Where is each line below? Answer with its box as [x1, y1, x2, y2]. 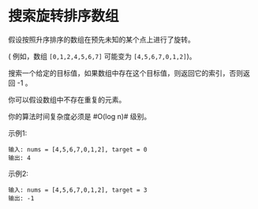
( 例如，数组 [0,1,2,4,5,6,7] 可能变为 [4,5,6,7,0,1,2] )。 [8, 51, 196, 61]
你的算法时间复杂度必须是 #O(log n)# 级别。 [8, 111, 151, 121]
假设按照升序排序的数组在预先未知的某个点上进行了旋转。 [8, 35, 195, 44]
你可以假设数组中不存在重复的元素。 [8, 95, 126, 104]
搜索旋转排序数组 [8, 7, 120, 25]
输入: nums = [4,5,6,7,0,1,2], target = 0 [8, 145, 148, 154]
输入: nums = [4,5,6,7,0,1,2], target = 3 [8, 186, 148, 194]
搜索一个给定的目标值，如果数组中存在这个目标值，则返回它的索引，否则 [8, 68, 243, 77]
